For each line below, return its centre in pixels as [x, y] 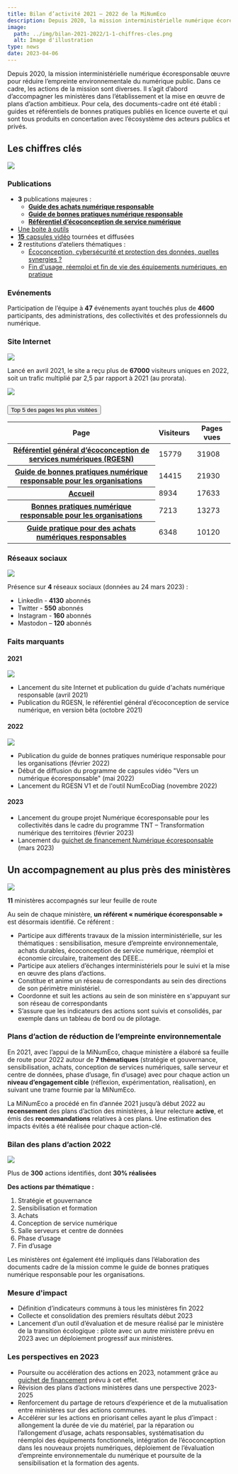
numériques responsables [81, 537]
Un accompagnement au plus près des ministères [119, 870]
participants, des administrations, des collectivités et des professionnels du [118, 316]
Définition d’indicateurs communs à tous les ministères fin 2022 [110, 1308]
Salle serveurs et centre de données [70, 1231]
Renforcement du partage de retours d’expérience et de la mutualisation [123, 1402]
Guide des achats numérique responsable [91, 206]
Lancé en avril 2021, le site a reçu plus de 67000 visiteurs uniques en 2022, [118, 370]
